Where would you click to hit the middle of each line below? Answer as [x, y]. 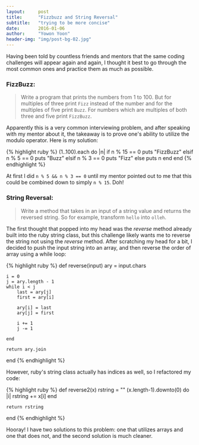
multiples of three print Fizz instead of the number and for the [97, 104]
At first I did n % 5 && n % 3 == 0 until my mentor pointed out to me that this [99, 176]
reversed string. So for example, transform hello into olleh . [94, 217]
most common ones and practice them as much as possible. [80, 69]
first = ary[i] [36, 297]
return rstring [25, 407]
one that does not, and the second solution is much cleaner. [79, 435]
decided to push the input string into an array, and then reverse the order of [99, 247]
